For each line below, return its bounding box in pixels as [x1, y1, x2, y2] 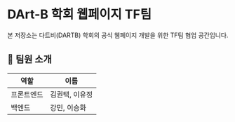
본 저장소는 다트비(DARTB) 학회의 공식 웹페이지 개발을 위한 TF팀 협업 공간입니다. [7, 31, 229, 39]
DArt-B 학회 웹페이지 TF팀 [7, 6, 152, 22]
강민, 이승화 [50, 102, 86, 112]
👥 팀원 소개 [7, 53, 53, 65]
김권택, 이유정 [50, 89, 93, 99]
